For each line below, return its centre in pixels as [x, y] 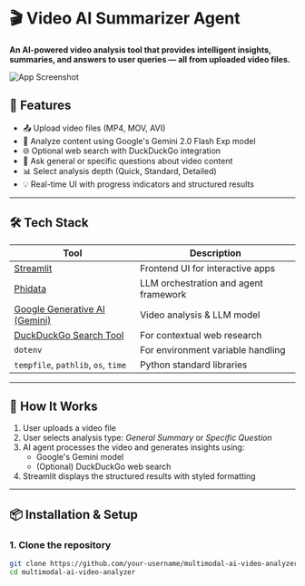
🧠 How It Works [54, 406]
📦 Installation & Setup [74, 514]
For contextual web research [201, 335]
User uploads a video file [69, 428]
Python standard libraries [194, 365]
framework [163, 294]
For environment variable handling [213, 349]
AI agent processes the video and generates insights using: [133, 447]
